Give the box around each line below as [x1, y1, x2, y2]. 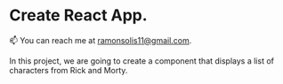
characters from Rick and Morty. [9, 65, 128, 75]
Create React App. [9, 5, 149, 26]
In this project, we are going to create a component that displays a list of [9, 55, 274, 66]
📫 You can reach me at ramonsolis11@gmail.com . [9, 34, 192, 45]
